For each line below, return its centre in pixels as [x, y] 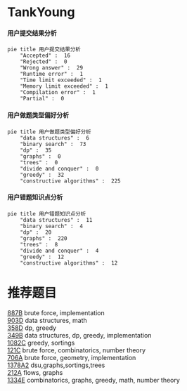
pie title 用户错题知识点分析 [47, 214]
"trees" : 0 [39, 162]
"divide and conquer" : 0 [59, 168]
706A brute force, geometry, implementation [72, 357]
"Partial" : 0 [42, 99]
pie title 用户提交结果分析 [44, 50]
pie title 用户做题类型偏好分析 [49, 132]
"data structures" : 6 [55, 138]
